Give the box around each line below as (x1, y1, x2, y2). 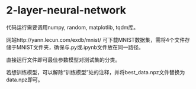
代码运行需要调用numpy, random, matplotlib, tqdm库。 (6, 24, 139, 31)
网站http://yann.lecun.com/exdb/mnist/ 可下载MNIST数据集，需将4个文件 (6, 36, 185, 43)
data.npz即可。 (6, 76, 43, 83)
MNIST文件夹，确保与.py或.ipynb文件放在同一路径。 (16, 44, 144, 51)
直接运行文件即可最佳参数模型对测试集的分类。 (6, 56, 120, 63)
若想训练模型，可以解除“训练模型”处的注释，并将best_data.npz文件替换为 (6, 68, 185, 75)
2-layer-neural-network (6, 4, 126, 17)
